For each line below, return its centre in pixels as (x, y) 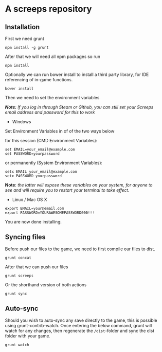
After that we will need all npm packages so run (53, 56)
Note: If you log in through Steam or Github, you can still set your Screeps (79, 107)
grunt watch (17, 345)
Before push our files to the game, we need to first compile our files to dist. (80, 249)
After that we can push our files (36, 267)
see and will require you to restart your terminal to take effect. (67, 190)
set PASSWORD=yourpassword (32, 154)
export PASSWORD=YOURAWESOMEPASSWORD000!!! (50, 213)
